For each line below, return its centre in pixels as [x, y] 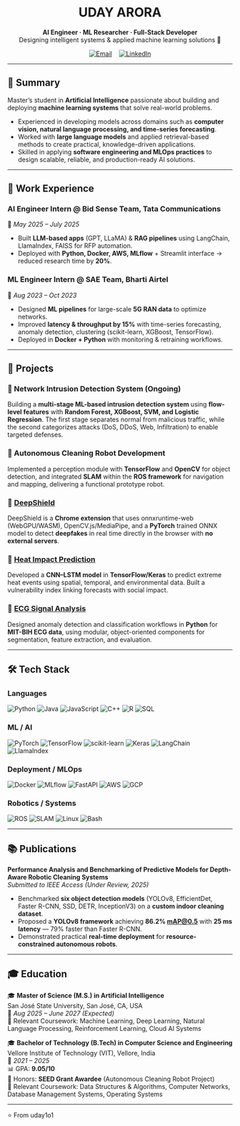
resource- [181, 936]
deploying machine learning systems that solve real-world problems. [110, 107]
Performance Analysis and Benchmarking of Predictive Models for [108, 870]
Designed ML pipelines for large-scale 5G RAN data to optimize [112, 309]
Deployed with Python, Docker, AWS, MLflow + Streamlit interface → [120, 254]
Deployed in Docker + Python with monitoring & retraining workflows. [120, 339]
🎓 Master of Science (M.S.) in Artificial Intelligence [86, 995]
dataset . [30, 914]
